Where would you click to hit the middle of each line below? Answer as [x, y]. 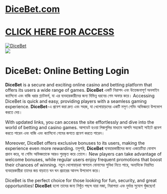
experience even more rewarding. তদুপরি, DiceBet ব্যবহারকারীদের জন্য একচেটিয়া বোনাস [81, 149]
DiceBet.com [32, 9]
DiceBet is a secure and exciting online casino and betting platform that [79, 85]
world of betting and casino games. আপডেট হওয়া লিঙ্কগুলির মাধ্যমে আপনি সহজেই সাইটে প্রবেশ [83, 128]
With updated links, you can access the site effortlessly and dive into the [80, 122]
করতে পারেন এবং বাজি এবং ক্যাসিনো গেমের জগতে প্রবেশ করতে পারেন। [55, 133]
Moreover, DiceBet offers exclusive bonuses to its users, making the [75, 143]
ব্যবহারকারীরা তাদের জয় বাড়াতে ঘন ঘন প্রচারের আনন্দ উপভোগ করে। [53, 171]
